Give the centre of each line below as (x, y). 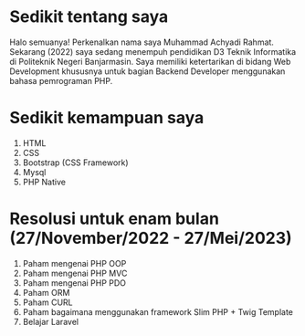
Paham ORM (46, 292)
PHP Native (44, 182)
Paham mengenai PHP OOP (74, 263)
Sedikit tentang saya (89, 17)
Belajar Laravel (51, 321)
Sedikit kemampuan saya (107, 118)
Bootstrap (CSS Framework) (76, 163)
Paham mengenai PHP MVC (75, 273)
